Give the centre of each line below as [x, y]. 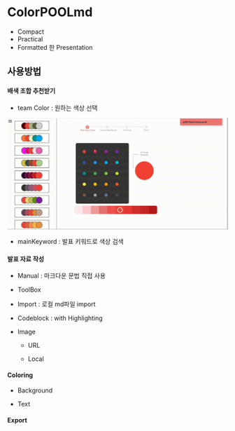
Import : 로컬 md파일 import [56, 304]
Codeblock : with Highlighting [60, 318]
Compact [30, 32]
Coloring [20, 375]
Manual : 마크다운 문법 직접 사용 [62, 276]
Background [35, 390]
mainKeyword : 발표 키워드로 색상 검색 [70, 241]
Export [17, 420]
